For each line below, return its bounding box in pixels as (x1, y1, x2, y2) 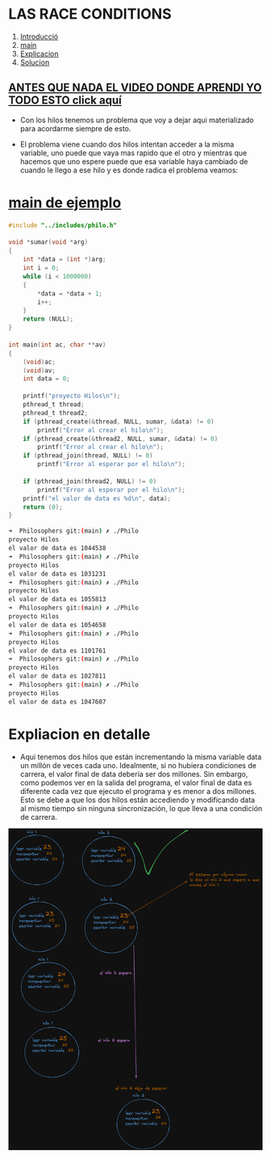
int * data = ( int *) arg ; (23, 256, 106, 264)
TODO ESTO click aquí (8, 94, 123, 108)
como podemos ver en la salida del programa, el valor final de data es (19, 778, 252, 788)
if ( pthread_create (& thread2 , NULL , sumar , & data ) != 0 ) (23, 435, 219, 443)
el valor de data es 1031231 (8, 570, 106, 578)
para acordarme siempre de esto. (19, 123, 131, 134)
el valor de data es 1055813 (8, 596, 106, 604)
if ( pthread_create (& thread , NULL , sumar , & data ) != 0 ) (23, 418, 215, 426)
